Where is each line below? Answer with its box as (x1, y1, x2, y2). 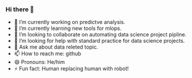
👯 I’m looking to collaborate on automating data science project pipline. (14, 31, 187, 38)
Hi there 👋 (5, 5, 35, 13)
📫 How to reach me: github (14, 50, 82, 57)
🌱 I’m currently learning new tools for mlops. (14, 25, 122, 32)
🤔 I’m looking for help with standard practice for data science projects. (14, 38, 185, 45)
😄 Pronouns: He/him (14, 59, 65, 66)
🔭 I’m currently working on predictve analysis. (14, 19, 125, 26)
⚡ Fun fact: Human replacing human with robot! (14, 65, 129, 72)
